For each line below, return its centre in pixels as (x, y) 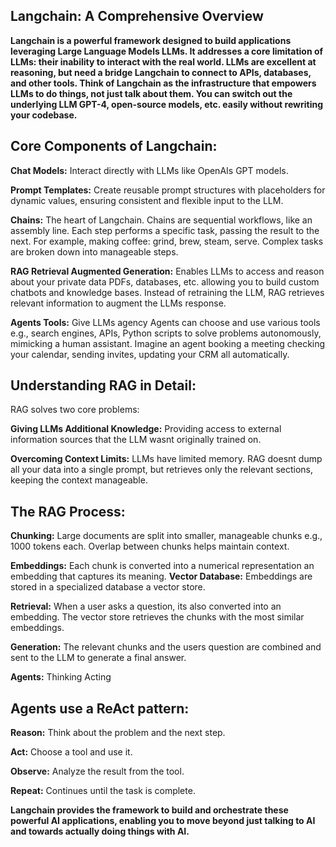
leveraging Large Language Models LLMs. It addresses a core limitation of (167, 51)
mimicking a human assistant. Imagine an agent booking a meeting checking (168, 343)
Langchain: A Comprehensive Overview (137, 16)
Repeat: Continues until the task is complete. (103, 791)
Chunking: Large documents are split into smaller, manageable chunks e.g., (166, 536)
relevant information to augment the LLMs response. (118, 303)
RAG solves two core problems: (75, 410)
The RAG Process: (68, 511)
